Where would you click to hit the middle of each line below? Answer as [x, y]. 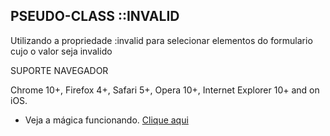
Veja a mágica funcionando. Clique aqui [106, 120]
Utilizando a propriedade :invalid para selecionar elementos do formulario [161, 40]
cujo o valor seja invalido [61, 51]
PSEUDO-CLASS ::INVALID [95, 16]
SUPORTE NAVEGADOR [59, 70]
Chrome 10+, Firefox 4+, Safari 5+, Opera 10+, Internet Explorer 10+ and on [165, 90]
